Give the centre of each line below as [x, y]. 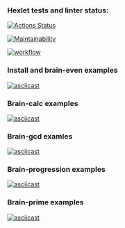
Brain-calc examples [43, 103]
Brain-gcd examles [40, 136]
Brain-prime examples [46, 202]
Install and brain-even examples [62, 70]
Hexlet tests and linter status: [58, 10]
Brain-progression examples [56, 170]
